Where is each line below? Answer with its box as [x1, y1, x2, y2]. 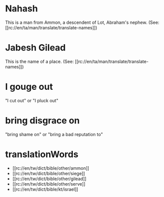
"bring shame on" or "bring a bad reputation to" [5, 131, 103, 137]
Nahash [5, 3, 38, 14]
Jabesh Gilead [5, 42, 66, 54]
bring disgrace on [5, 115, 80, 126]
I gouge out [5, 81, 53, 92]
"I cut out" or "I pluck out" [5, 97, 59, 103]
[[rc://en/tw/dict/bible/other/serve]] [12, 181, 86, 187]
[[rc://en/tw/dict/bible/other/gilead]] [12, 176, 87, 182]
